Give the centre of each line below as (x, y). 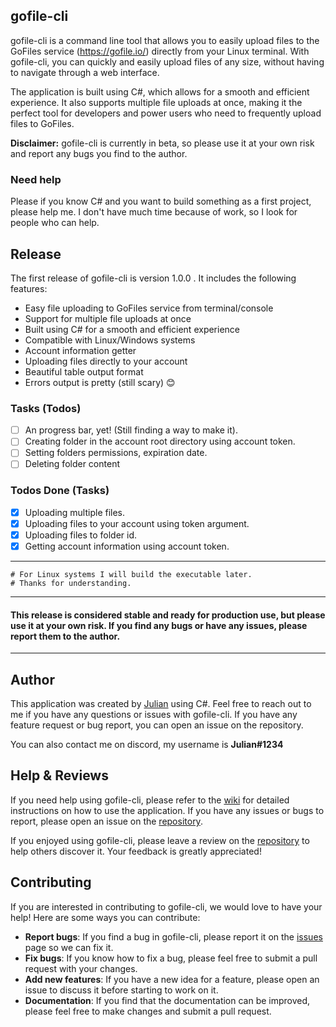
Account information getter (80, 350)
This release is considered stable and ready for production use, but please (168, 615)
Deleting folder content (72, 464)
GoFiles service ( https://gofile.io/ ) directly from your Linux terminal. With (160, 51)
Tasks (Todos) (46, 408)
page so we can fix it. (69, 947)
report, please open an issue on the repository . (106, 821)
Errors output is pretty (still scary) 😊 (100, 382)
